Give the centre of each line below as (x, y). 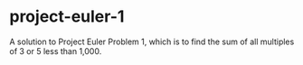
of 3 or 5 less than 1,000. (56, 51)
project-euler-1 (67, 17)
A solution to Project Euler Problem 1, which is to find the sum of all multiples (152, 42)
